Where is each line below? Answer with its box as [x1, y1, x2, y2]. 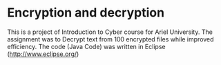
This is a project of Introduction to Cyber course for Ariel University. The [7, 28, 213, 36]
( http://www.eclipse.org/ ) [7, 50, 79, 58]
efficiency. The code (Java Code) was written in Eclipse [7, 42, 166, 50]
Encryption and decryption [7, 5, 164, 21]
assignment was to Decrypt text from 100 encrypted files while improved [7, 35, 214, 43]
